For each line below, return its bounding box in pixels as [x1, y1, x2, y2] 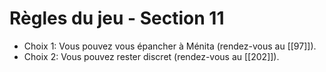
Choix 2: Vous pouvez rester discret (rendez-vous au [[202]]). [23, 50, 280, 62]
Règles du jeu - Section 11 [9, 7, 225, 30]
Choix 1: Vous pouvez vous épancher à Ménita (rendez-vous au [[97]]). [23, 40, 317, 52]
